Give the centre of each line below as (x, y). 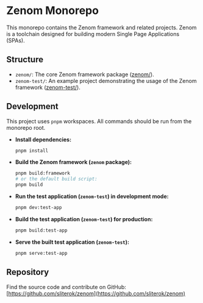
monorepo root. (26, 127)
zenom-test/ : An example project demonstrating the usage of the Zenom (106, 80)
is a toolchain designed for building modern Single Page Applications (93, 34)
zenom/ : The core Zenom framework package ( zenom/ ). (84, 74)
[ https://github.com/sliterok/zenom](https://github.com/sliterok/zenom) (96, 293)
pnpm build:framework (42, 173)
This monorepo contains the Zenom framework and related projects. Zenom (101, 27)
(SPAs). (16, 40)
